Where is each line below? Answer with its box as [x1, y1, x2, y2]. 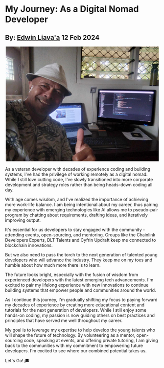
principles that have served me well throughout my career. [5, 318, 123, 323]
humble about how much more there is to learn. [5, 262, 101, 268]
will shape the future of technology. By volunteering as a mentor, [5, 332, 136, 338]
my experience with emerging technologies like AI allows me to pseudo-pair [5, 207, 158, 212]
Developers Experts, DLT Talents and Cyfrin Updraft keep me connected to [5, 237, 156, 243]
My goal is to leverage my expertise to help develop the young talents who [5, 327, 156, 333]
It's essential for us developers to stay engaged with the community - [5, 227, 145, 232]
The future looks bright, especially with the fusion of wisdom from [5, 272, 139, 277]
